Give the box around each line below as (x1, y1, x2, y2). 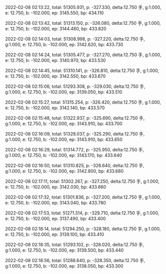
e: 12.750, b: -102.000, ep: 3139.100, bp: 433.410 (5, 231, 104, 237)
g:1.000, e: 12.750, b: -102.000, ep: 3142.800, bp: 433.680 (5, 168, 124, 174)
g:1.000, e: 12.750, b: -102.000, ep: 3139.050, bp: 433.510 (5, 89, 122, 95)
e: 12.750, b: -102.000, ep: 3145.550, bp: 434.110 (5, 10, 104, 16)
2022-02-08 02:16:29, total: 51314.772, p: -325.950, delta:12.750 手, (5, 147, 145, 152)
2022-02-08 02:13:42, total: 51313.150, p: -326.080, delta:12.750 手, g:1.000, (5, 20, 161, 26)
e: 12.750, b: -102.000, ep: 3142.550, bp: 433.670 (5, 73, 106, 79)
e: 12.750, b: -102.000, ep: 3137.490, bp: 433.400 (5, 215, 106, 221)
